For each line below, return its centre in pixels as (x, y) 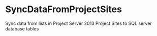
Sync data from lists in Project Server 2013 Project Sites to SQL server (79, 23)
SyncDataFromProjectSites (64, 9)
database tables (22, 28)
